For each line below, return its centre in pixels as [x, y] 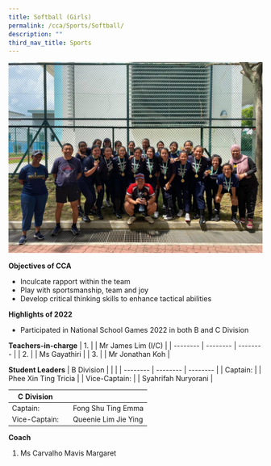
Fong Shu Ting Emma [108, 408]
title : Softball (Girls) [50, 17]
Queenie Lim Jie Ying [108, 419]
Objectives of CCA [40, 266]
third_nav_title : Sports [50, 43]
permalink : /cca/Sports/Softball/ [67, 25]
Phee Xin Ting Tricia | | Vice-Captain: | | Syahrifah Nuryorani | [111, 379]
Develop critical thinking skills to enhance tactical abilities [116, 299]
